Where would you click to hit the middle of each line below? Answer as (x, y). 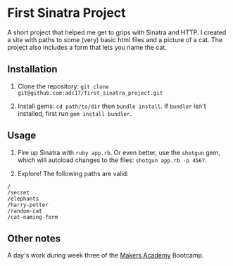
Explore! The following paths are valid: (73, 173)
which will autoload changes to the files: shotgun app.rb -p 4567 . (112, 160)
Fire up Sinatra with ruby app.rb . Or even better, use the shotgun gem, (119, 152)
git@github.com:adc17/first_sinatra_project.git (90, 93)
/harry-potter (28, 205)
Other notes (34, 238)
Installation (32, 69)
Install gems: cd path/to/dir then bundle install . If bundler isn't (112, 106)
